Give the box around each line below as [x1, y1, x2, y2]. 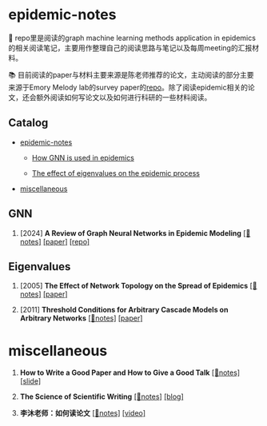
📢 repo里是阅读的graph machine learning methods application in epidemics [8, 33, 256, 42]
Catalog [8, 116, 49, 129]
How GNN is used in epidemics [31, 153, 134, 162]
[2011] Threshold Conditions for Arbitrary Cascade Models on [19, 305, 229, 315]
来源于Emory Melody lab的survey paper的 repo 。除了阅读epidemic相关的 [8, 82, 248, 92]
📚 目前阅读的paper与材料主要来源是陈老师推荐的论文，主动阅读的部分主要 [8, 70, 254, 79]
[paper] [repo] [42, 237, 90, 246]
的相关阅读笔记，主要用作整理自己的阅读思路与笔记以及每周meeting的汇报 [8, 42, 253, 53]
